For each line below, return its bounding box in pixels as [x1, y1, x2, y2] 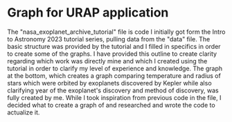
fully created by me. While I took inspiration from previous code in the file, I [7, 93, 222, 101]
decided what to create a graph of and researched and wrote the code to [7, 101, 216, 109]
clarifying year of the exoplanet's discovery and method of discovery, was [7, 86, 220, 94]
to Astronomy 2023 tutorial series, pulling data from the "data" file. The [7, 34, 211, 43]
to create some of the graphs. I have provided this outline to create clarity [7, 50, 217, 58]
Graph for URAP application [7, 5, 169, 21]
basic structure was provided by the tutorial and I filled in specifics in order [7, 42, 221, 50]
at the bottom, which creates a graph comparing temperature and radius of [7, 71, 222, 80]
